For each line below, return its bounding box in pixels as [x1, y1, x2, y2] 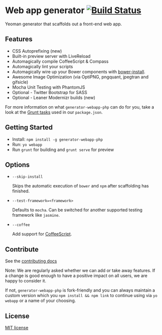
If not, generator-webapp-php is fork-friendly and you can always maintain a [5, 287, 155, 293]
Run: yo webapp [12, 141, 42, 147]
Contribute [5, 245, 39, 253]
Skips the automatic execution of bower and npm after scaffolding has [12, 183, 149, 189]
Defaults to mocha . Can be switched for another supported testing [12, 207, 143, 213]
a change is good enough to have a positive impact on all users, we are [5, 273, 147, 279]
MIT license [5, 325, 29, 331]
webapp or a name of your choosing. [5, 298, 76, 304]
